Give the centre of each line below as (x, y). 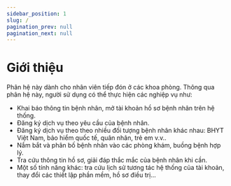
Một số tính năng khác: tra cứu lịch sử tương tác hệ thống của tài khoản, (120, 168)
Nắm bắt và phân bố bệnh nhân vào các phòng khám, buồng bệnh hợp (119, 145)
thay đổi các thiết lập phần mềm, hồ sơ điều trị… (86, 175)
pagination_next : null (40, 33)
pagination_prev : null (40, 27)
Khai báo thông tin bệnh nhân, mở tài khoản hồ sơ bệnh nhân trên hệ (115, 108)
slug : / (18, 20)
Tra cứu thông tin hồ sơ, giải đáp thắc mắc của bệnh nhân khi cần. (112, 160)
